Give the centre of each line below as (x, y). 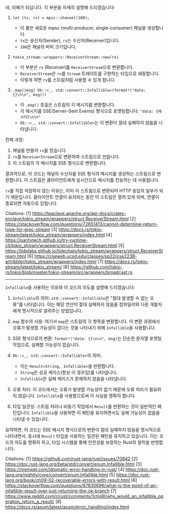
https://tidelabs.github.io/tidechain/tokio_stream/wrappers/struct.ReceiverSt (84, 251)
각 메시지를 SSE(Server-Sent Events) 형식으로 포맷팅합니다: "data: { (89, 111)
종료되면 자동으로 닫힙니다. (31, 203)
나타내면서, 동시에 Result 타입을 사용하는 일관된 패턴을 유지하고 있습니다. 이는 (82, 436)
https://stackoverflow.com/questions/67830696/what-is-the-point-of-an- (81, 486)
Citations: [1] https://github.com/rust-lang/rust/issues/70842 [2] (71, 459)
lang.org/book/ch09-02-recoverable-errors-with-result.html (68, 480)
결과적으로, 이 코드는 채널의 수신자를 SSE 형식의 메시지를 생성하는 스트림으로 (80, 174)
